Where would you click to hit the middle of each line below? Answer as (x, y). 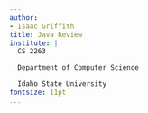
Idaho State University (62, 84)
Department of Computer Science (79, 68)
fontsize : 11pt (38, 92)
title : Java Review (46, 34)
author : (24, 18)
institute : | (34, 43)
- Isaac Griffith (42, 26)
